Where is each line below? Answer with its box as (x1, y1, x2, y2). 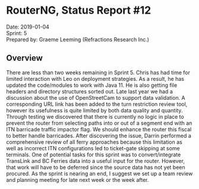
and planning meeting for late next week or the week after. (6, 176, 149, 183)
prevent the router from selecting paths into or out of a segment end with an (6, 119, 192, 127)
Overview (6, 53, 43, 63)
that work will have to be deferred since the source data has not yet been (6, 163, 185, 171)
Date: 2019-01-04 (6, 23, 49, 30)
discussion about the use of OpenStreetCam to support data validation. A (6, 94, 185, 101)
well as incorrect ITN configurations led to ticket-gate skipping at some (6, 144, 180, 152)
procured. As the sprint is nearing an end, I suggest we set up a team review (6, 170, 193, 177)
